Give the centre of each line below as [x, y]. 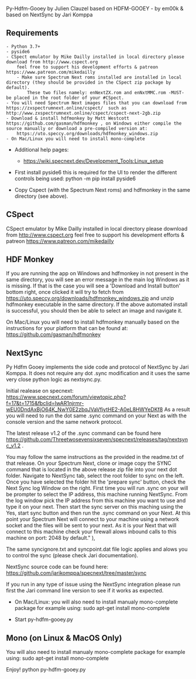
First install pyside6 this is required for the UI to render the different [96, 172]
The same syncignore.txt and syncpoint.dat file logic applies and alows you [97, 549]
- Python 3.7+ [23, 46]
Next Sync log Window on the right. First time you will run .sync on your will [97, 488]
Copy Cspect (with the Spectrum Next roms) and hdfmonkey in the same [102, 190]
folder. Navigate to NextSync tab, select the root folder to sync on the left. [95, 476]
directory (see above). [41, 196]
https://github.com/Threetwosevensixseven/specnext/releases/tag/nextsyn [97, 440]
